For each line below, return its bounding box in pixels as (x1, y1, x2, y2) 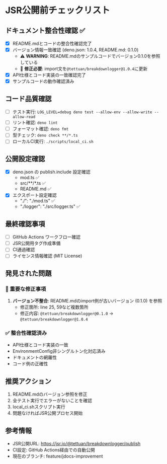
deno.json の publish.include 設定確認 (12, 169, 91, 175)
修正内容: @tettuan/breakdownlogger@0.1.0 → (20, 311, 114, 317)
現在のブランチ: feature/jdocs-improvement (12, 453, 103, 459)
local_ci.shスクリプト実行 (12, 404, 65, 410)
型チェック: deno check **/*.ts (12, 132, 78, 138)
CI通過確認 (12, 247, 35, 253)
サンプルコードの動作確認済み (12, 79, 74, 85)
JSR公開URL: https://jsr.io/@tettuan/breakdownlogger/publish (12, 440, 141, 446)
